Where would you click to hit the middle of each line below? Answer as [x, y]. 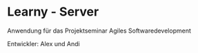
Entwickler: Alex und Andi [44, 43]
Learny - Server [53, 12]
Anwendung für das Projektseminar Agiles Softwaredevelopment [99, 31]
